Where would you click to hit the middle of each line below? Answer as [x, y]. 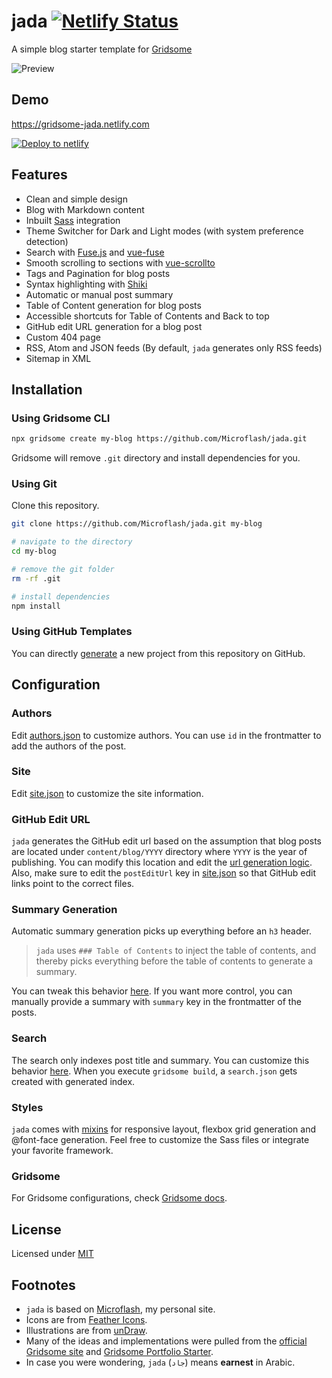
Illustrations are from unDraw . [86, 1330]
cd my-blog [34, 551]
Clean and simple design [76, 199]
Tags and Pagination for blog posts [98, 273]
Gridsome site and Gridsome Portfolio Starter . [119, 1351]
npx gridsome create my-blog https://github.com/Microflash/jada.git [159, 439]
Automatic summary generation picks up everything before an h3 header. [162, 931]
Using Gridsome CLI [61, 418]
